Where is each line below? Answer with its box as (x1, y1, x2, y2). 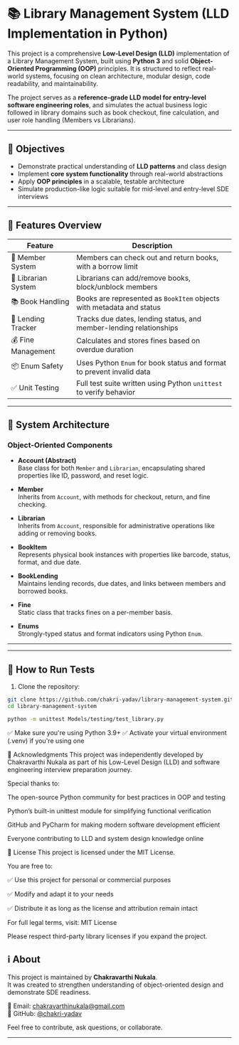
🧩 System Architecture (7, 419, 110, 431)
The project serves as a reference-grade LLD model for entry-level (7, 93, 206, 102)
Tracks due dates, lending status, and (76, 313, 201, 323)
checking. (17, 500, 48, 509)
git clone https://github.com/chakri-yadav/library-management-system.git (7, 696, 234, 704)
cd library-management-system (7, 702, 97, 709)
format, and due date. (17, 558, 82, 567)
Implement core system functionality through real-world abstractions (17, 169, 223, 178)
